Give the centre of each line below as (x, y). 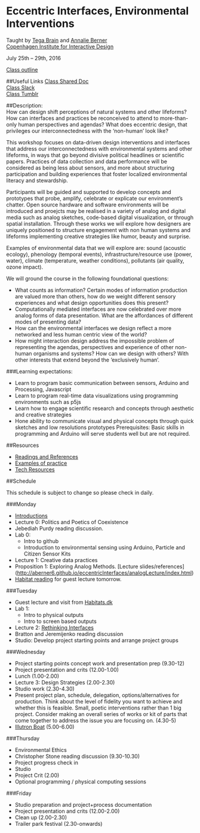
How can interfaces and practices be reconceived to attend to (82, 118)
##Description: (24, 105)
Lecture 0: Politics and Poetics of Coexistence (71, 522)
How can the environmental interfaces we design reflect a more (93, 328)
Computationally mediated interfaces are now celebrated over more (98, 309)
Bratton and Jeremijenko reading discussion (69, 634)
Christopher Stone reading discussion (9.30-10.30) (77, 756)
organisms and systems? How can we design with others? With (111, 353)
